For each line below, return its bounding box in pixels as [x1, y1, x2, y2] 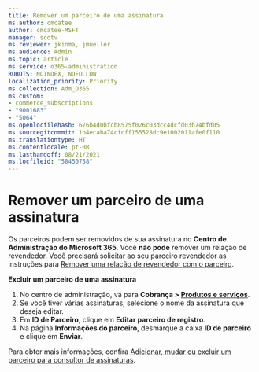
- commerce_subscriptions [8, 99, 93, 107]
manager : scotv [8, 33, 58, 42]
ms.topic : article [8, 56, 68, 64]
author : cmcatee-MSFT [8, 26, 80, 34]
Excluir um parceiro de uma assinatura [8, 274, 137, 284]
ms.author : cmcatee [8, 19, 72, 27]
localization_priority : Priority [8, 77, 118, 85]
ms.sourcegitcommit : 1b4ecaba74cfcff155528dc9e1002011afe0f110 [8, 128, 220, 136]
